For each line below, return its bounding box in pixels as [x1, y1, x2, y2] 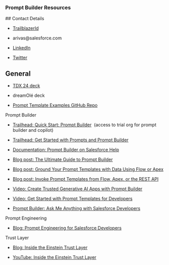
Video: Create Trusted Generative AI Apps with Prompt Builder [12, 186, 143, 192]
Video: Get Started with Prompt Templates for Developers [12, 196, 133, 202]
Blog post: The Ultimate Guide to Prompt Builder [12, 156, 113, 163]
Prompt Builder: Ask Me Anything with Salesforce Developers [12, 205, 141, 211]
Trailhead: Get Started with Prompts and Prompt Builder [12, 137, 129, 143]
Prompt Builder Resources [5, 4, 71, 11]
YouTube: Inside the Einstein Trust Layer [12, 254, 97, 260]
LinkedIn [12, 45, 31, 51]
